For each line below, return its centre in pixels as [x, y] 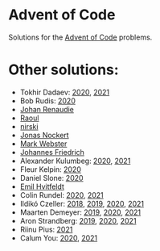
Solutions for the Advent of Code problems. [80, 37]
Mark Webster [43, 144]
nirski [29, 126]
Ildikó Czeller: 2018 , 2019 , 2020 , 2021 [82, 203]
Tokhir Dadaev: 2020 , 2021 [65, 92]
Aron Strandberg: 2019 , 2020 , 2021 [78, 220]
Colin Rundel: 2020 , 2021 [62, 195]
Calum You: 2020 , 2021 [59, 238]
